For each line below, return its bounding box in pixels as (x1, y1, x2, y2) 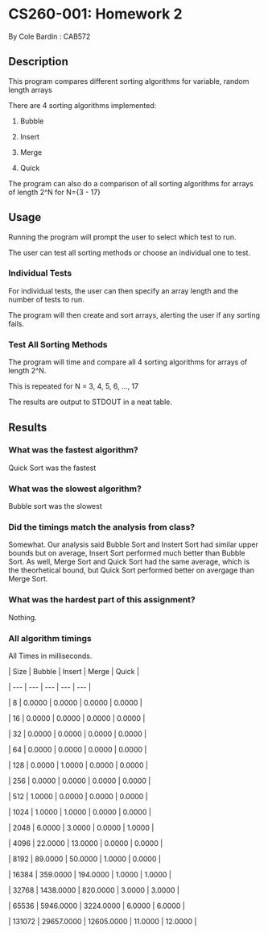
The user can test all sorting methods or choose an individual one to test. (8, 248, 251, 257)
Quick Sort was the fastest (8, 463, 97, 473)
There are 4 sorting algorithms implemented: (8, 100, 157, 110)
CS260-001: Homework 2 (8, 5, 183, 23)
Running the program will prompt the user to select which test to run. (8, 231, 237, 242)
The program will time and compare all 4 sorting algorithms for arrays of (8, 357, 248, 367)
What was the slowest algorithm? (8, 483, 142, 494)
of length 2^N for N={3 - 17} (8, 187, 101, 197)
